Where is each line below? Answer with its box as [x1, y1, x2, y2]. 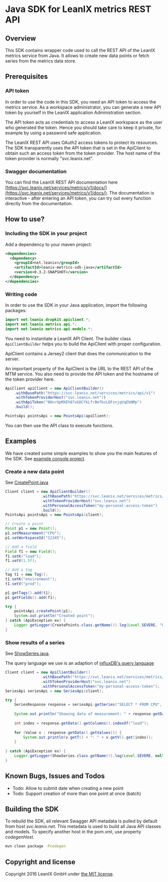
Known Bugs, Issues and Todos [5, 772, 105, 780]
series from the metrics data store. [5, 58, 76, 64]
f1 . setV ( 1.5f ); [5, 558, 37, 563]
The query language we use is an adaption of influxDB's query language [5, 660, 154, 666]
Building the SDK [5, 804, 59, 813]
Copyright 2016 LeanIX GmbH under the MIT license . [5, 871, 114, 877]
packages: [5, 308, 27, 314]
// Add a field [5, 544, 37, 549]
